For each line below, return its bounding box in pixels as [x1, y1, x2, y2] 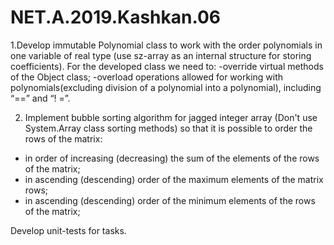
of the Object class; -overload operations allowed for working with [10, 71, 284, 83]
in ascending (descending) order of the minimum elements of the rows [24, 194, 316, 206]
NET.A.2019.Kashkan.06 [10, 6, 222, 29]
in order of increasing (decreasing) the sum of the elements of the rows [24, 152, 320, 164]
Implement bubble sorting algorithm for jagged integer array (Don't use [24, 111, 318, 123]
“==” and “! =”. [10, 92, 71, 104]
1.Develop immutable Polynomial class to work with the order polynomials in [10, 39, 323, 51]
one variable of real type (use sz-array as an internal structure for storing [10, 49, 312, 61]
